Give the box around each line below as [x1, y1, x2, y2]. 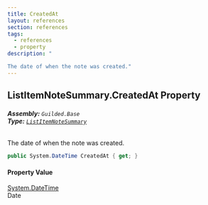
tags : [7, 30, 23, 38]
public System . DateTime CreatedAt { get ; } [7, 152, 138, 160]
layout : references [7, 17, 65, 24]
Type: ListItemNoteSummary [7, 117, 87, 125]
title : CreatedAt [7, 10, 59, 18]
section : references [7, 23, 69, 31]
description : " [7, 51, 53, 58]
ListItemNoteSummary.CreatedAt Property [7, 90, 201, 102]
